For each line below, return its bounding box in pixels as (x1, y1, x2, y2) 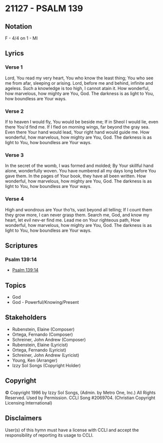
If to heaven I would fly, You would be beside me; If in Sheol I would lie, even (5, 119, 159, 125)
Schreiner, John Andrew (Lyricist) (12, 352, 79, 358)
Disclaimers (5, 414, 42, 423)
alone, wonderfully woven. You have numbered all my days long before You (5, 168, 157, 174)
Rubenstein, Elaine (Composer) (12, 326, 75, 332)
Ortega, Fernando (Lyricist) (12, 347, 67, 353)
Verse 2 (5, 108, 24, 114)
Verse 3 (5, 151, 24, 158)
